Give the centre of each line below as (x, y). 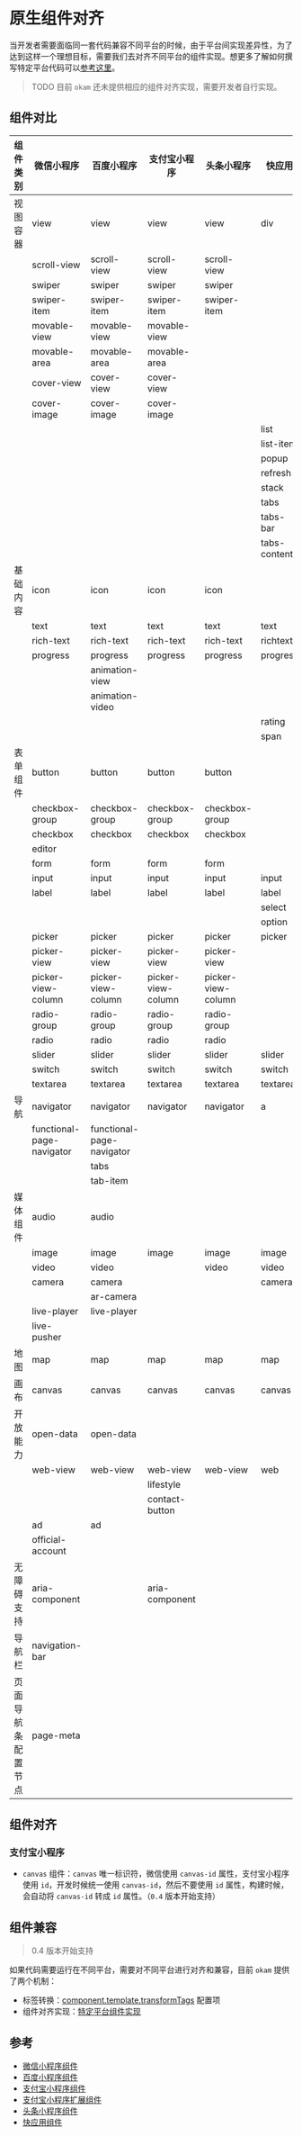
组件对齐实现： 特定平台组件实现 (81, 2012)
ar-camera (114, 1296)
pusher (47, 1337)
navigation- (57, 1645)
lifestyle (164, 1484)
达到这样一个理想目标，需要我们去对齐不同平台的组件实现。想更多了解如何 (147, 56)
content (277, 554)
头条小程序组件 (50, 2111)
